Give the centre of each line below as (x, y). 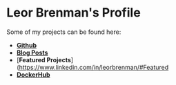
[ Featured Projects (44, 59)
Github (27, 45)
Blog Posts (32, 53)
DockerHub (33, 75)
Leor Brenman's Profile (74, 13)
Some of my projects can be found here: (64, 32)
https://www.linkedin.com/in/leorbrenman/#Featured (94, 67)
